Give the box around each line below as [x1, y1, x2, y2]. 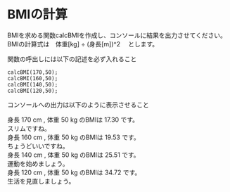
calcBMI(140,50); [7, 81, 58, 88]
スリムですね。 [7, 124, 51, 132]
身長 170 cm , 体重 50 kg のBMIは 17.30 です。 [7, 115, 139, 124]
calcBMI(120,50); [7, 87, 58, 94]
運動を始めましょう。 [7, 159, 69, 167]
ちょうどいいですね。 [7, 141, 69, 150]
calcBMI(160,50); [7, 75, 58, 82]
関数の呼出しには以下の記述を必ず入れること [7, 54, 137, 63]
